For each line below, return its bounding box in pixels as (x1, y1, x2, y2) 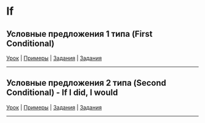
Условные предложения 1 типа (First (6, 29, 153, 39)
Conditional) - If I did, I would (6, 88, 118, 98)
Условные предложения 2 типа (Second (6, 78, 167, 88)
